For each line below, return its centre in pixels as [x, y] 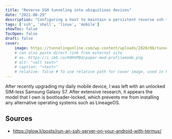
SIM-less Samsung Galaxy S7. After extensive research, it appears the [79, 92]
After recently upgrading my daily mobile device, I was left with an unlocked [85, 86]
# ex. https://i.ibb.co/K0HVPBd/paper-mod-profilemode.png [79, 57]
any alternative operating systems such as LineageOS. [63, 102]
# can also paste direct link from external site [69, 53]
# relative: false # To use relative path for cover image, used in [89, 72]
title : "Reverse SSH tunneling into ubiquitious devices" [68, 10]
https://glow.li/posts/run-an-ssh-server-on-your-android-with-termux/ [87, 131]
